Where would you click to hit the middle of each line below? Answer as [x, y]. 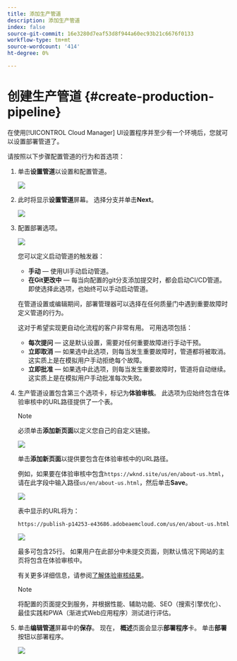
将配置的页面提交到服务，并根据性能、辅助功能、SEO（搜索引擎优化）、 [121, 604]
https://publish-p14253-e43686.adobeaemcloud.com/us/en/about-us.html [123, 524]
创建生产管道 [45, 97]
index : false [26, 27]
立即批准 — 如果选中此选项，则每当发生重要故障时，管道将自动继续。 [129, 369]
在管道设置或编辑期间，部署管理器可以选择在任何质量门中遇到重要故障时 [122, 304]
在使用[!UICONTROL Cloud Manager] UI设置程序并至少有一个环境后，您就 [115, 132]
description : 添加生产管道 [44, 20]
